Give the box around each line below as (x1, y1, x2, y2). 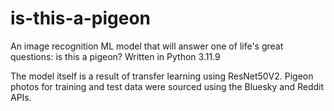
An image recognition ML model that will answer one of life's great (10, 40, 284, 52)
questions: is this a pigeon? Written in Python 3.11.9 (10, 50, 221, 62)
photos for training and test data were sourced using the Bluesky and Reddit (10, 80, 325, 92)
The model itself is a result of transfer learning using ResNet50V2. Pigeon (10, 70, 314, 82)
